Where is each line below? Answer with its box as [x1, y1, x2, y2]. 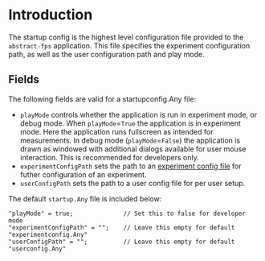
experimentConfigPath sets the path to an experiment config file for [19, 161, 242, 171]
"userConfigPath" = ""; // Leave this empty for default [8, 238, 235, 246]
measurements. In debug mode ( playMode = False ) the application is [19, 135, 241, 145]
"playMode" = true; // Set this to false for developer [8, 209, 247, 217]
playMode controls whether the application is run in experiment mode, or [19, 110, 258, 119]
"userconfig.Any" [8, 244, 67, 253]
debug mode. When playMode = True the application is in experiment [19, 118, 241, 128]
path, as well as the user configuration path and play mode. [8, 49, 205, 59]
